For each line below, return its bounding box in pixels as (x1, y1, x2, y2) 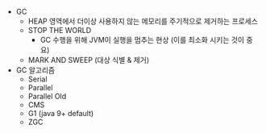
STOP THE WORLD (27, 26, 92, 35)
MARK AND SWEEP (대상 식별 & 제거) (27, 56, 150, 64)
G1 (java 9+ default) (27, 109, 94, 118)
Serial (27, 74, 48, 84)
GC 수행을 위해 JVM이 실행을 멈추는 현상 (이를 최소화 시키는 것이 (39, 35, 244, 44)
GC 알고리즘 (15, 65, 55, 75)
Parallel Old (27, 92, 67, 101)
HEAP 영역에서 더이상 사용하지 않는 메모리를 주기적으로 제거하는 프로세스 (27, 16, 258, 26)
